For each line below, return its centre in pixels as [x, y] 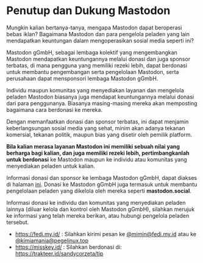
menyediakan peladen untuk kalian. [51, 166]
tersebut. [18, 222]
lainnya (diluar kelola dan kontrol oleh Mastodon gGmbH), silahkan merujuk [101, 209]
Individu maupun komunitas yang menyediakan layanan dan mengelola [95, 90]
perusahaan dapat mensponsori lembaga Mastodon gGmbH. [82, 78]
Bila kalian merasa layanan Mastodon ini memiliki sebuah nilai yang [93, 146]
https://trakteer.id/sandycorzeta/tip [59, 253]
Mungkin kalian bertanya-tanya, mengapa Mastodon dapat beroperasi [94, 28]
